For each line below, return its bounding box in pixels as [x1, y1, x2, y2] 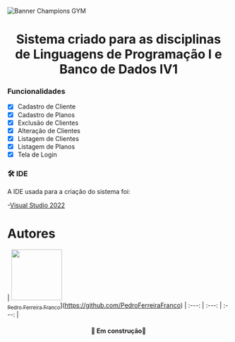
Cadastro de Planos [17, 110, 76, 119]
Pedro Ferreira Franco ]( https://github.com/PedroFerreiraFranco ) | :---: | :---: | [7, 301, 222, 311]
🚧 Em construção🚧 [90, 326, 147, 335]
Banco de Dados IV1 [59, 61, 178, 78]
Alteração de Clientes [17, 126, 81, 135]
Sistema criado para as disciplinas [16, 32, 221, 47]
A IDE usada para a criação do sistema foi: [7, 188, 131, 196]
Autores [7, 226, 56, 242]
